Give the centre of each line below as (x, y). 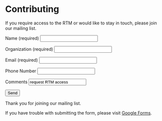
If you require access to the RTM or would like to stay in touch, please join (81, 23)
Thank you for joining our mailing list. (43, 103)
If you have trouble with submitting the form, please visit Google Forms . (79, 113)
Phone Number (21, 71)
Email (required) (22, 60)
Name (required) (22, 38)
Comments (16, 82)
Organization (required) (29, 49)
